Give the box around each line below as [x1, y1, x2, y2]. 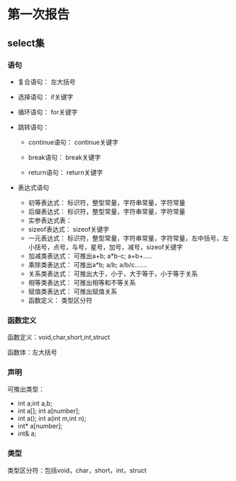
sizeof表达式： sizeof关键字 [28, 225, 110, 233]
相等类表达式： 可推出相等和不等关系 [28, 278, 136, 286]
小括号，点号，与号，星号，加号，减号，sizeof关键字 [28, 242, 183, 251]
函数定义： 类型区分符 [28, 296, 93, 304]
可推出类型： [7, 385, 45, 394]
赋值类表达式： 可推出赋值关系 [28, 287, 118, 296]
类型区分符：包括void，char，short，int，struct [7, 466, 147, 475]
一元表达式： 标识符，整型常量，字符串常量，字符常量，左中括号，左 [28, 234, 229, 242]
